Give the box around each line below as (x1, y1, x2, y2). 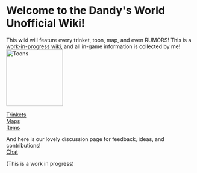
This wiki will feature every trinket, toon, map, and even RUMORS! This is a (6, 36, 192, 43)
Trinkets (6, 111, 27, 118)
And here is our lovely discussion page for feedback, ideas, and (6, 135, 164, 142)
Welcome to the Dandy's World (6, 4, 166, 17)
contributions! (6, 142, 41, 149)
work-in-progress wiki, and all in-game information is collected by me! (6, 43, 181, 50)
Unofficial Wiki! (6, 16, 86, 30)
